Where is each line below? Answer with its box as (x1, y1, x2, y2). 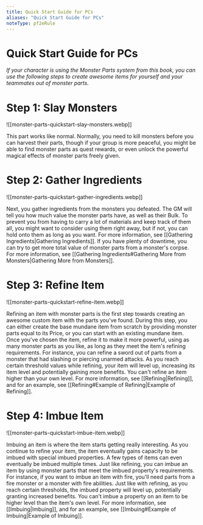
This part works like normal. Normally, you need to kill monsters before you (6, 133, 194, 140)
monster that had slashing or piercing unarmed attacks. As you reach (6, 355, 179, 363)
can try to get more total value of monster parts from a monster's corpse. (6, 244, 189, 251)
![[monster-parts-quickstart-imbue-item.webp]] (6, 429, 125, 437)
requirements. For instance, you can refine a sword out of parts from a (6, 349, 182, 356)
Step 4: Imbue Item (6, 409, 104, 423)
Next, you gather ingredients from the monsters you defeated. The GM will (6, 205, 192, 213)
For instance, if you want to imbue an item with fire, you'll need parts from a (6, 473, 195, 481)
